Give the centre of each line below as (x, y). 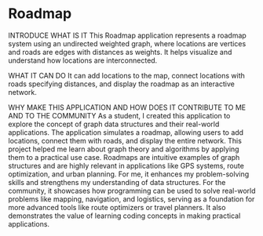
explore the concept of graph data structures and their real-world (114, 124)
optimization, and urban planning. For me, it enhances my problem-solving (129, 174)
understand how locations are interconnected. (83, 60)
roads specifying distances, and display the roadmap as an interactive (122, 84)
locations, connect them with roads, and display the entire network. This (125, 140)
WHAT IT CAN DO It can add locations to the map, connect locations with (127, 75)
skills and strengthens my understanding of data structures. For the (117, 182)
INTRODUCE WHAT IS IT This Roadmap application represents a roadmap (128, 35)
